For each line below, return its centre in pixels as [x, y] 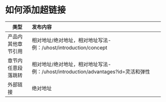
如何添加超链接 [36, 10]
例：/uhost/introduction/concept [70, 47]
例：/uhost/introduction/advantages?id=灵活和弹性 [91, 71]
